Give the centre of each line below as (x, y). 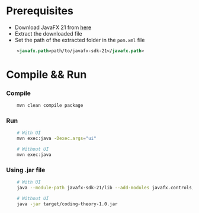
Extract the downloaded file (48, 33)
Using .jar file (26, 170)
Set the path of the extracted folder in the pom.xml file (80, 40)
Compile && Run (46, 75)
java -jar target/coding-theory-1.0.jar (67, 204)
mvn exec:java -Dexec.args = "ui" (57, 139)
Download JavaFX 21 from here (53, 27)
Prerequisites (40, 11)
